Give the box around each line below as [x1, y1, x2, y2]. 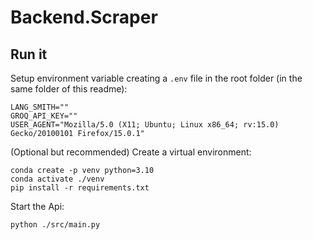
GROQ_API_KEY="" [10, 111, 78, 121]
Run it [10, 46, 48, 63]
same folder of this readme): [10, 83, 128, 95]
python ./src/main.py [10, 220, 101, 230]
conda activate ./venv [10, 174, 105, 184]
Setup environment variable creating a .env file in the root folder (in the [10, 72, 303, 84]
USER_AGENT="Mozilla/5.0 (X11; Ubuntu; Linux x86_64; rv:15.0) [10, 120, 280, 130]
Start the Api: [10, 201, 65, 212]
